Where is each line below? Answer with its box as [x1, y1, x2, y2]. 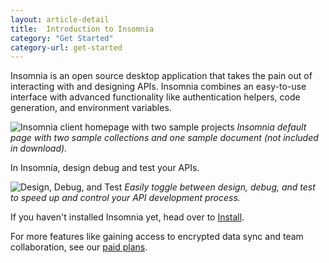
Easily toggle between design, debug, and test [124, 181, 316, 193]
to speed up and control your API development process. [10, 192, 241, 204]
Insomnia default [236, 121, 307, 133]
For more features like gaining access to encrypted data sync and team [10, 231, 304, 243]
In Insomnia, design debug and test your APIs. [10, 162, 200, 174]
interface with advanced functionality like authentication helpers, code [10, 91, 301, 103]
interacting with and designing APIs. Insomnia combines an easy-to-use [10, 81, 307, 93]
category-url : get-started [10, 42, 123, 53]
